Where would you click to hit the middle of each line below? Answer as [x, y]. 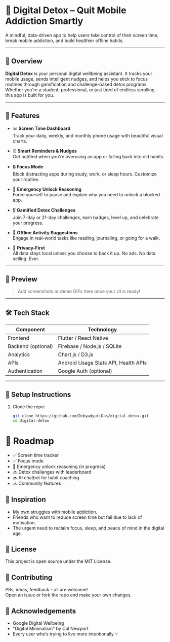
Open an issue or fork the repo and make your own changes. [69, 595]
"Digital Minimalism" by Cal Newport [50, 628]
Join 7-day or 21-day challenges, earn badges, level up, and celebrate [86, 217]
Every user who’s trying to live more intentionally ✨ [66, 634]
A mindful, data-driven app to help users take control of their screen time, [82, 35]
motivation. [24, 522]
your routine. [26, 179]
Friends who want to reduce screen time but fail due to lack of [77, 517]
